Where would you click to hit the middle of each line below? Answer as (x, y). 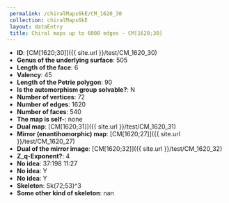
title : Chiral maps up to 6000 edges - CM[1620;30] (86, 33)
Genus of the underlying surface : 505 (72, 60)
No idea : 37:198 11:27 (47, 163)
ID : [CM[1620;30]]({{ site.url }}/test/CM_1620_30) (87, 53)
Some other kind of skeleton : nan (65, 193)
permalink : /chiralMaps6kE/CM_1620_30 (66, 14)
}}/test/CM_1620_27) (46, 141)
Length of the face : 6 (47, 67)
